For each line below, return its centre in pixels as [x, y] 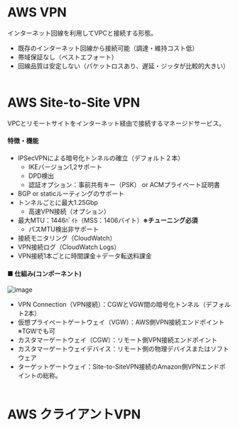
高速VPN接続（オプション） [69, 211]
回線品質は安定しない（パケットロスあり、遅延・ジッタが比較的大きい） [123, 65]
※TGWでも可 [36, 331]
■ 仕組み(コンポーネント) [44, 273]
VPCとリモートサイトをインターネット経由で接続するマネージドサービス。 [116, 123]
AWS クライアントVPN [74, 415]
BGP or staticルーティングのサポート [71, 194]
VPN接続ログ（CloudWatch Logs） [69, 247]
